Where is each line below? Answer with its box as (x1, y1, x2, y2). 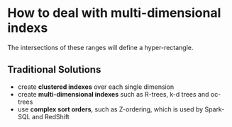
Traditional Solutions (7, 64, 101, 75)
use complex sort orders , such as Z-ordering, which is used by (17, 104, 204, 114)
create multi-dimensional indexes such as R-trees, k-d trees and (17, 90, 209, 98)
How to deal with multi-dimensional (7, 5, 221, 21)
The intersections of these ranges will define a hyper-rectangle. (7, 43, 194, 52)
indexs (7, 20, 48, 36)
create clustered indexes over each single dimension (17, 83, 175, 91)
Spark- (204, 104, 225, 114)
